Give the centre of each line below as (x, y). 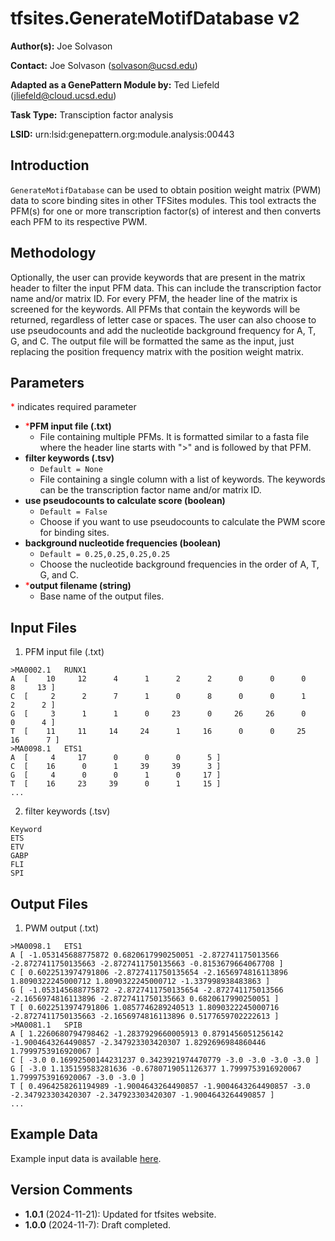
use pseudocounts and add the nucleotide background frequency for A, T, (163, 330)
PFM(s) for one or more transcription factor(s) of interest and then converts (166, 211)
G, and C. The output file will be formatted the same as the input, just (152, 341)
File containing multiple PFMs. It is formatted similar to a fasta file (174, 437)
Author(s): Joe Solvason (61, 46)
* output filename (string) (78, 586)
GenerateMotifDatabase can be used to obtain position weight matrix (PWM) (166, 189)
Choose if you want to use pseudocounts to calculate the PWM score (182, 522)
